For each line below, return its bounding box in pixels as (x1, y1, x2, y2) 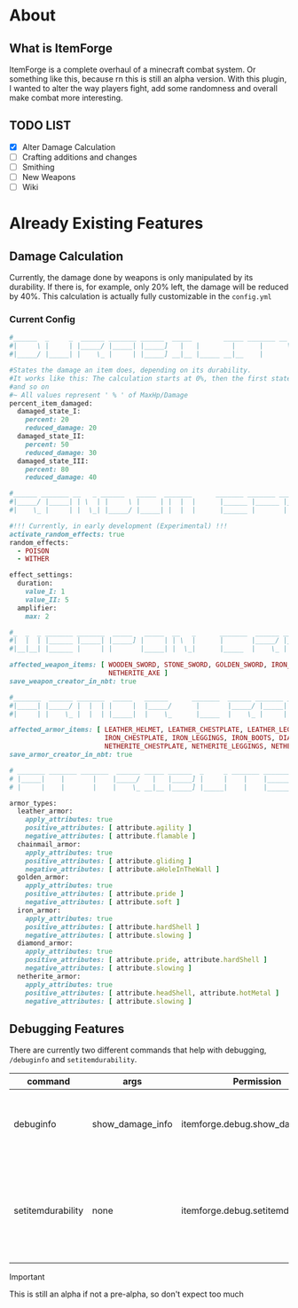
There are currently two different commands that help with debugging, (9, 1044, 267, 1056)
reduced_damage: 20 (25, 423, 98, 433)
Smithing (21, 162, 55, 172)
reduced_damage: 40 (25, 473, 98, 482)
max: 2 (25, 611, 50, 621)
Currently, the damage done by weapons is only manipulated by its (9, 272, 254, 283)
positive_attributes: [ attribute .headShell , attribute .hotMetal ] (25, 989, 279, 997)
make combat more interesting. (9, 92, 123, 103)
